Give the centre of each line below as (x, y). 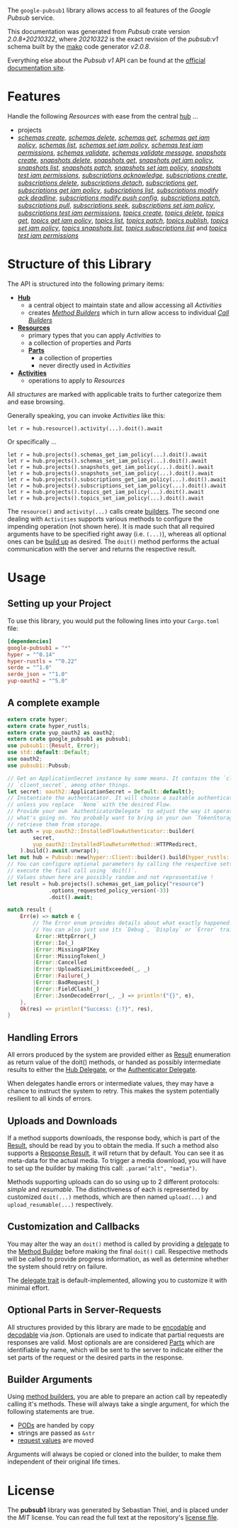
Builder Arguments (50, 1379)
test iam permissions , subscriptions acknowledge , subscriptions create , (123, 175)
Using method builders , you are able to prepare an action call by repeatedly (118, 1396)
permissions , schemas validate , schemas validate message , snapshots (122, 153)
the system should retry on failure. (57, 1266)
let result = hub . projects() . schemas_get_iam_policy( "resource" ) (106, 884)
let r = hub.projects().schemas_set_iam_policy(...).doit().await (107, 460)
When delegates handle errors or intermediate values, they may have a (111, 1083)
